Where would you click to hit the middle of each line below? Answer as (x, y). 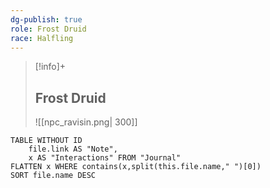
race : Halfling (42, 38)
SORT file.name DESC (53, 176)
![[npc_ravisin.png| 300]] (86, 122)
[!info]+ (50, 67)
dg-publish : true (46, 19)
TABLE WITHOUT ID (46, 141)
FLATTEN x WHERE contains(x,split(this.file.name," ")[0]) (136, 167)
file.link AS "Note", (73, 149)
